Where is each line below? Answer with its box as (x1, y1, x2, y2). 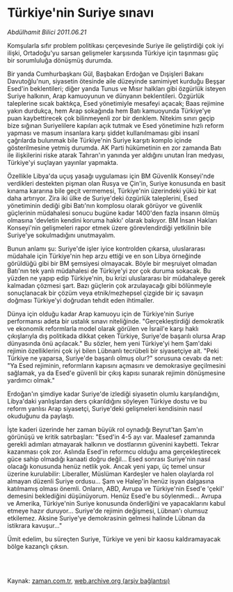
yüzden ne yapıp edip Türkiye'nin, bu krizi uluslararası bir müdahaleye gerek (7, 273, 226, 282)
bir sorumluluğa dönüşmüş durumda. (7, 56, 113, 64)
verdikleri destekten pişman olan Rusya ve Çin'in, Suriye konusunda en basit (7, 179, 226, 187)
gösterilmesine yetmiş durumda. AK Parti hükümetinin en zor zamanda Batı (7, 143, 221, 152)
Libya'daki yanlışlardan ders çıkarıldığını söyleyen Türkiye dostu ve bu (7, 397, 207, 405)
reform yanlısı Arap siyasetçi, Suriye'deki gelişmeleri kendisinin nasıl (7, 404, 203, 413)
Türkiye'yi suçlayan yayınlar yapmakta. (7, 158, 118, 166)
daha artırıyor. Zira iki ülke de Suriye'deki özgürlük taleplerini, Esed (7, 193, 198, 202)
